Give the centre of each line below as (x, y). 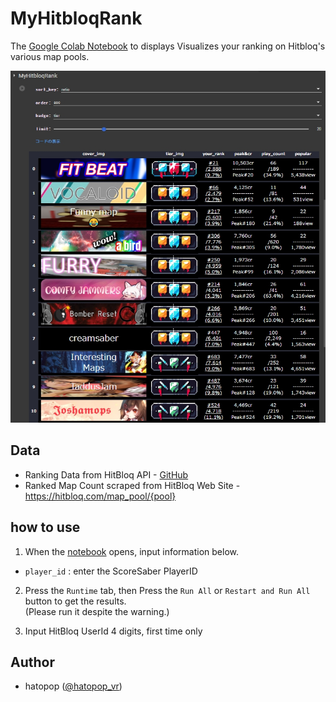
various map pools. (50, 56)
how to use (45, 527)
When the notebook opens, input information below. (132, 551)
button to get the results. (75, 601)
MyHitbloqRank (76, 18)
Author (32, 662)
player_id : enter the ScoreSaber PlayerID (111, 571)
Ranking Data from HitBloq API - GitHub (106, 474)
